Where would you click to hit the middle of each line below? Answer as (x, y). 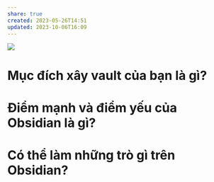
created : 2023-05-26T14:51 (47, 21)
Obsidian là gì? (52, 123)
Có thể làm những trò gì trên (91, 155)
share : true (25, 14)
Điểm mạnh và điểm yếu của (92, 108)
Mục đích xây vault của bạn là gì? (107, 75)
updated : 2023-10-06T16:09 (47, 27)
